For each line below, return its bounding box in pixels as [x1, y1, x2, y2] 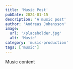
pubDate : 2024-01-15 [5, 12, 49, 17]
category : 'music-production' [5, 40, 69, 45]
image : [5, 26, 19, 31]
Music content [5, 58, 35, 64]
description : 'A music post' [5, 17, 66, 22]
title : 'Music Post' [5, 7, 49, 13]
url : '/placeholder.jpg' [10, 31, 62, 36]
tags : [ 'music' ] [5, 45, 39, 50]
